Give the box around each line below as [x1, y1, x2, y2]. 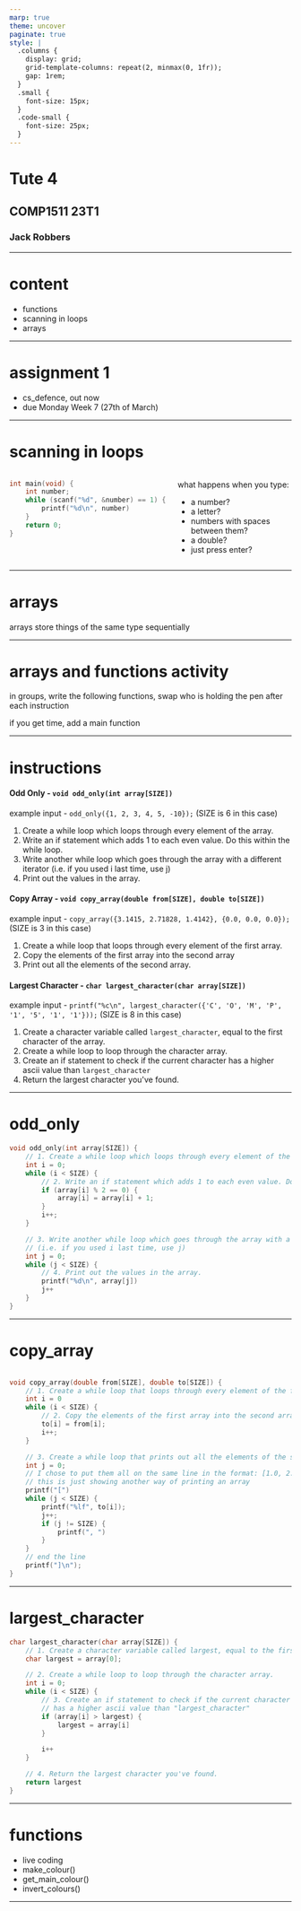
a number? [191, 496, 230, 507]
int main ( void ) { [9, 479, 74, 488]
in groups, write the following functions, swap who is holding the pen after [9, 691, 284, 702]
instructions [9, 757, 102, 778]
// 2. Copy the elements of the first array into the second [41, 1411, 275, 1420]
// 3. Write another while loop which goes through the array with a [25, 1235, 291, 1243]
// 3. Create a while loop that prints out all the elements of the [25, 1453, 287, 1462]
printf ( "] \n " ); [25, 1561, 82, 1570]
